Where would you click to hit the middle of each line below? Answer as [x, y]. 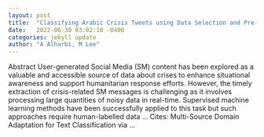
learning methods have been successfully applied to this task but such [123, 108]
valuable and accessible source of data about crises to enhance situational [129, 75]
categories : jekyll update [52, 37]
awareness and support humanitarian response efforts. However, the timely [130, 84]
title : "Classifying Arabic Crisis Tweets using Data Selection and [125, 23]
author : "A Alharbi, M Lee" [54, 45]
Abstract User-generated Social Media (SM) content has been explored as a [131, 67]
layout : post [29, 15]
